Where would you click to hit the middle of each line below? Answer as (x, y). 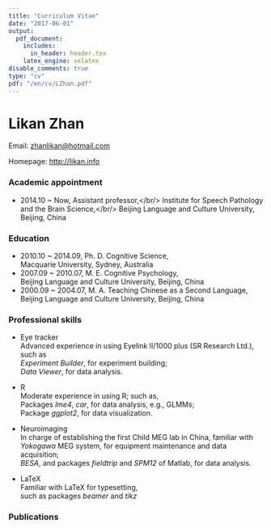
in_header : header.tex (68, 53)
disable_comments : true (49, 69)
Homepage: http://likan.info (54, 162)
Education (29, 238)
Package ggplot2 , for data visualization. (86, 413)
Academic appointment (55, 183)
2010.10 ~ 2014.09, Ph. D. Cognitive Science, (94, 256)
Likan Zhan (47, 123)
